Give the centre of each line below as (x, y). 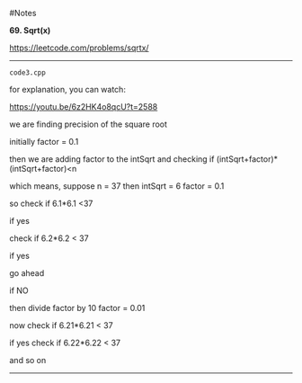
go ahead (27, 273)
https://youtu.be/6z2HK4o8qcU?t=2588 (84, 107)
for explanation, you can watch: (67, 89)
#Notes (23, 13)
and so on (28, 360)
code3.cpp (28, 73)
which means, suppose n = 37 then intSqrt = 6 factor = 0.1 (117, 186)
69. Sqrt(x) (30, 30)
